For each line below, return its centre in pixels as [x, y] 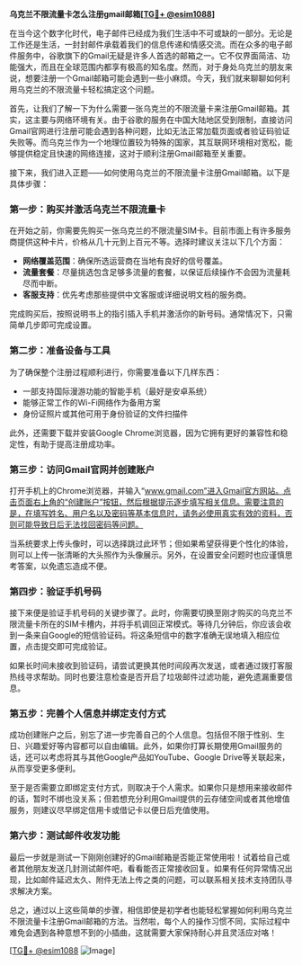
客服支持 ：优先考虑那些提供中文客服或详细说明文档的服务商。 [137, 295]
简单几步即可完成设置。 [53, 325]
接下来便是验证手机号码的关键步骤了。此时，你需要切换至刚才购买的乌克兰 [147, 613]
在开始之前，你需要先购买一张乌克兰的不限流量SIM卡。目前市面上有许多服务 [151, 231]
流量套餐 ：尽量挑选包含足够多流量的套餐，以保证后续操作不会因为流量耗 [156, 273]
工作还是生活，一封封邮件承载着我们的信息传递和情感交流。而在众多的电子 [147, 45]
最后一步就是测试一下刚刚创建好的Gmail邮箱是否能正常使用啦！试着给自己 [146, 857]
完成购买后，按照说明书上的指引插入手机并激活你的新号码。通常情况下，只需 [151, 314]
